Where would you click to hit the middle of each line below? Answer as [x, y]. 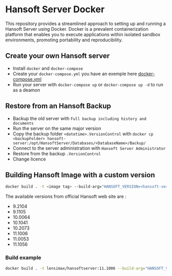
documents [23, 123]
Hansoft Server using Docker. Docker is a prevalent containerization [77, 29]
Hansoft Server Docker [55, 9]
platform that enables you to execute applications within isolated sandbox [83, 34]
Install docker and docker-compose [48, 68]
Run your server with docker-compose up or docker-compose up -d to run [88, 84]
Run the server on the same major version [57, 128]
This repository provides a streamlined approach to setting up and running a [86, 24]
